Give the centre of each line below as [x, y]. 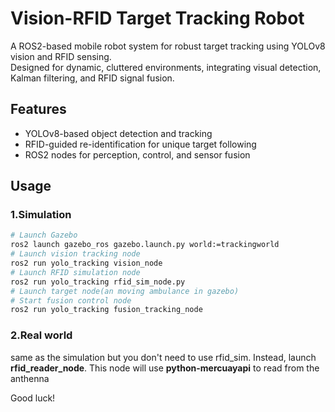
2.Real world [41, 335]
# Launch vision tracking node [75, 254]
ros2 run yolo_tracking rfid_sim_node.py [98, 282]
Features [38, 109]
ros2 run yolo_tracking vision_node [86, 263]
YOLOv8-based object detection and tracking [118, 133]
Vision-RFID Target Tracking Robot [157, 18]
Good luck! [33, 398]
